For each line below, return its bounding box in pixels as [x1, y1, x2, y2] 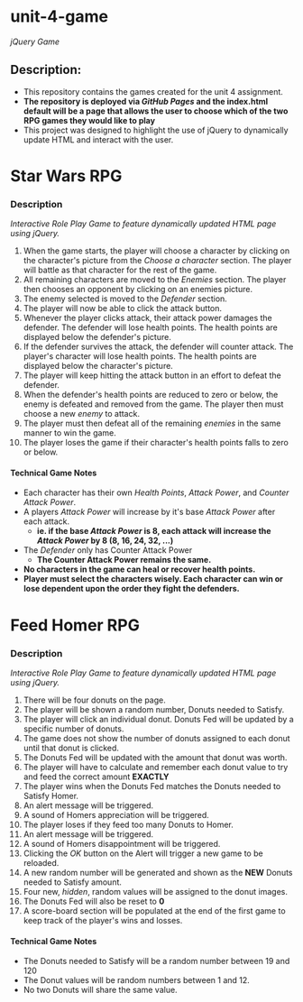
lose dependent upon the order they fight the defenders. [23, 584, 240, 594]
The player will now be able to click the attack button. [23, 303, 223, 314]
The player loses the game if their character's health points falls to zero [23, 437, 289, 448]
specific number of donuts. [23, 723, 124, 734]
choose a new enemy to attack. [23, 409, 141, 419]
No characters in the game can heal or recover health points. [23, 564, 256, 575]
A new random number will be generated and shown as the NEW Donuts [23, 867, 293, 878]
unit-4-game [10, 6, 109, 27]
